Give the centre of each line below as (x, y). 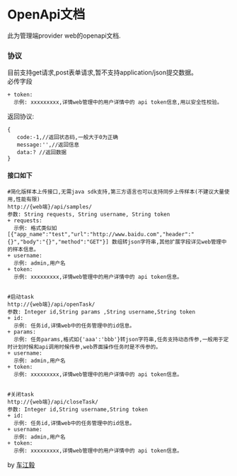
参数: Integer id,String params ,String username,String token (102, 312)
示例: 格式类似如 (35, 228)
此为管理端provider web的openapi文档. (64, 35)
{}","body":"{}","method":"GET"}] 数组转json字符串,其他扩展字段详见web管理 (114, 242)
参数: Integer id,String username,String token (78, 410)
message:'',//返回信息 (48, 145)
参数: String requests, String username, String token (89, 215)
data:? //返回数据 (42, 153)
